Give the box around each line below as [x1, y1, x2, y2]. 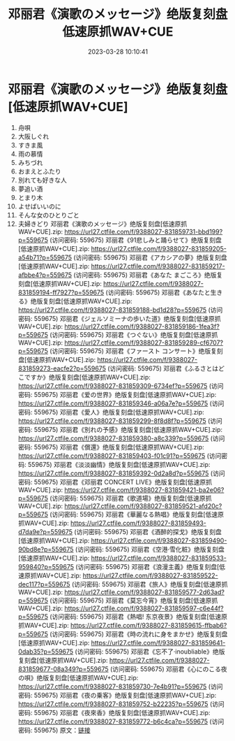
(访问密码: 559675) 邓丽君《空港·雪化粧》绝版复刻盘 [75, 545, 225, 553]
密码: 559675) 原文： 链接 [17, 726, 91, 734]
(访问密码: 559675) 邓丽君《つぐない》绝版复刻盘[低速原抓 [49, 330, 218, 339]
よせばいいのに [17, 202, 61, 210]
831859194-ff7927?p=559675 [17, 288, 105, 296]
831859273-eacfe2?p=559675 [17, 364, 107, 373]
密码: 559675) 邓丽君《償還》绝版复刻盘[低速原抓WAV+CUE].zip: [17, 443, 204, 451]
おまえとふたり [17, 167, 61, 175]
